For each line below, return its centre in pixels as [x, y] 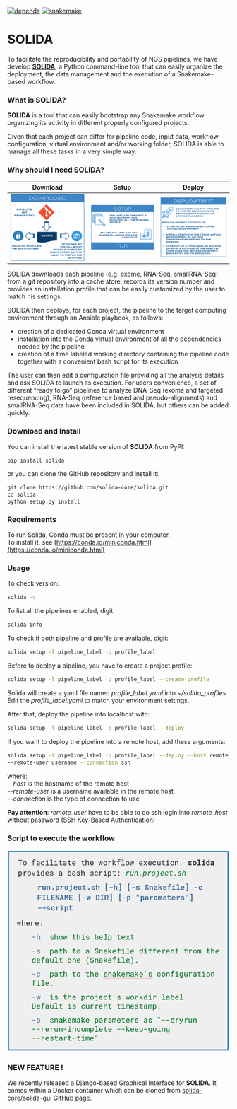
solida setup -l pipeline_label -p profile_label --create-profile [109, 679]
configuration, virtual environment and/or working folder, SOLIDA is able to [116, 144]
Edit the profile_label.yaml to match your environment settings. [98, 700]
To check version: [33, 583]
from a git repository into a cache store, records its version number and [111, 281]
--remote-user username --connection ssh [69, 763]
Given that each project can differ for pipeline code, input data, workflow [113, 137]
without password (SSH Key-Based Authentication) [81, 820]
